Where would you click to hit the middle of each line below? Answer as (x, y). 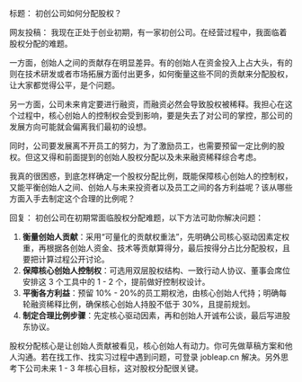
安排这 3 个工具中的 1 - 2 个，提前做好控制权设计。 (116, 282)
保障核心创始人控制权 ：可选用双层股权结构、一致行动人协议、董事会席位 (156, 271)
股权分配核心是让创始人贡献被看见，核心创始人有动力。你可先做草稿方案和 (147, 346)
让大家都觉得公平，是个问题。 (64, 85)
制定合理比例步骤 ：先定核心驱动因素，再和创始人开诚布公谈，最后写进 (152, 315)
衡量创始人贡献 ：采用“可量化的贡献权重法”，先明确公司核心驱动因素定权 (156, 237)
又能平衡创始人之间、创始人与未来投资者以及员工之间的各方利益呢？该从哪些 (151, 187)
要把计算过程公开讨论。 (66, 259)
